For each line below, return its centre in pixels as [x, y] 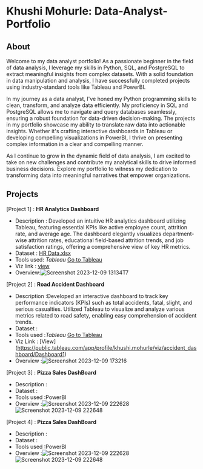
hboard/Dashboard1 [40, 354]
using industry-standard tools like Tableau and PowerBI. [76, 87]
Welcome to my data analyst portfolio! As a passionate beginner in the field [100, 61]
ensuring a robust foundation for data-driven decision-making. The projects [101, 118]
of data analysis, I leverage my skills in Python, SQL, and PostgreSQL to [95, 68]
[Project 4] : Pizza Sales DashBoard [52, 422]
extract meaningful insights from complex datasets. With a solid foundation [100, 74]
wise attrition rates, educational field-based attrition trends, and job [99, 240]
